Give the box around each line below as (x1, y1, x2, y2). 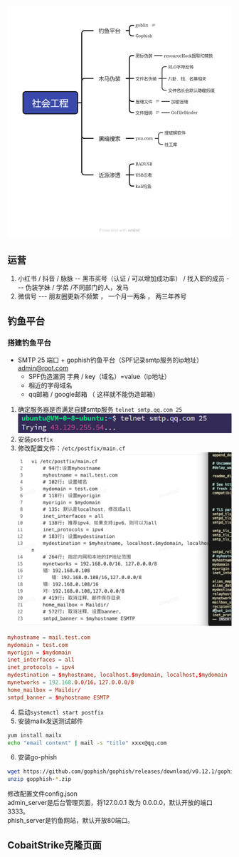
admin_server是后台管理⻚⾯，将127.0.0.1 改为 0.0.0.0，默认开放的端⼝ (7, 799, 213, 807)
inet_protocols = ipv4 (7, 664, 75, 671)
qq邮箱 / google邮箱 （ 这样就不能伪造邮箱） (28, 390, 160, 398)
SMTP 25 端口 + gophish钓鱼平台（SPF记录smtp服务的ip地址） (17, 355, 203, 364)
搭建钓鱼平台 (7, 338, 52, 348)
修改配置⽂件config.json (7, 789, 78, 798)
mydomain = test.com (7, 641, 69, 648)
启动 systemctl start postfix (17, 707, 105, 716)
